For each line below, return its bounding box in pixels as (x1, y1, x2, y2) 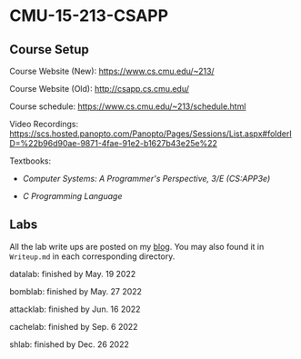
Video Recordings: (9, 119, 79, 129)
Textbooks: (9, 155, 52, 166)
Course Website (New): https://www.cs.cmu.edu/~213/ (9, 65, 216, 76)
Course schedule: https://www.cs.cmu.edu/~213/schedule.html (9, 101, 246, 112)
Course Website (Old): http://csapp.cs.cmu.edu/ (9, 84, 189, 94)
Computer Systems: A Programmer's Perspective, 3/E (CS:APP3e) (22, 174, 271, 184)
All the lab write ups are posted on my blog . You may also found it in (9, 241, 265, 252)
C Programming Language (22, 191, 123, 201)
